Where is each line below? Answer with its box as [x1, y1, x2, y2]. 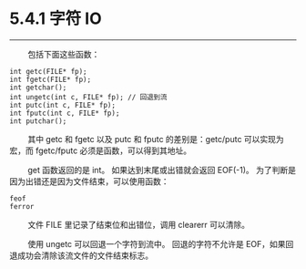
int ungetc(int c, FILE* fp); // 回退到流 [9, 92, 168, 101]
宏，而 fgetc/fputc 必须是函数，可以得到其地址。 [9, 145, 192, 156]
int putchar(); [9, 116, 67, 126]
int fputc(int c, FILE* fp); [9, 109, 120, 118]
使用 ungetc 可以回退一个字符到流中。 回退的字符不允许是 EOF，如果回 [26, 238, 294, 249]
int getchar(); [9, 83, 67, 92]
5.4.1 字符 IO [9, 8, 102, 29]
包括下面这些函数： [26, 48, 100, 59]
